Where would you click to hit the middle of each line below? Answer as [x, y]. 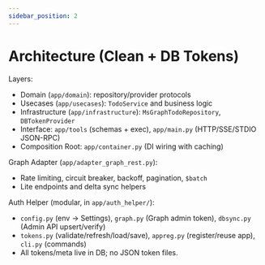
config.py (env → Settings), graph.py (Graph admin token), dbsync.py [135, 218]
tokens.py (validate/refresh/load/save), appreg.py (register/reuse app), [137, 235]
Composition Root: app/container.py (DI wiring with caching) [122, 146]
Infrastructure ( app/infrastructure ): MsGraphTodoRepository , [120, 111]
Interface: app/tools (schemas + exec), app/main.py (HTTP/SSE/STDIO [138, 129]
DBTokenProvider [47, 121]
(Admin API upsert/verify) [63, 226]
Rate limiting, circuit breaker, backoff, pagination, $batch [114, 178]
